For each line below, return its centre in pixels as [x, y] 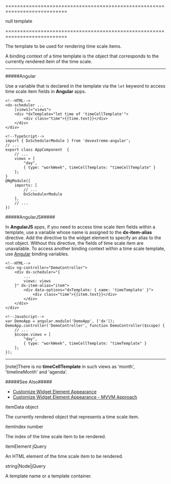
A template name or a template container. [49, 476]
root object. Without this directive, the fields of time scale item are [75, 243]
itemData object [22, 407]
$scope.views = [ [33, 334]
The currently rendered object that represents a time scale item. [72, 417]
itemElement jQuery [26, 446]
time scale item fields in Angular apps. [46, 91]
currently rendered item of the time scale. [49, 61]
